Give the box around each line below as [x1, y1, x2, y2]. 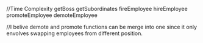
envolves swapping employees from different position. [6, 30, 143, 37]
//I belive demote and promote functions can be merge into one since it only [6, 24, 197, 30]
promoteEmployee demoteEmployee [6, 12, 98, 19]
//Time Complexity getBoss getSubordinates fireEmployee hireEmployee [6, 5, 188, 12]
